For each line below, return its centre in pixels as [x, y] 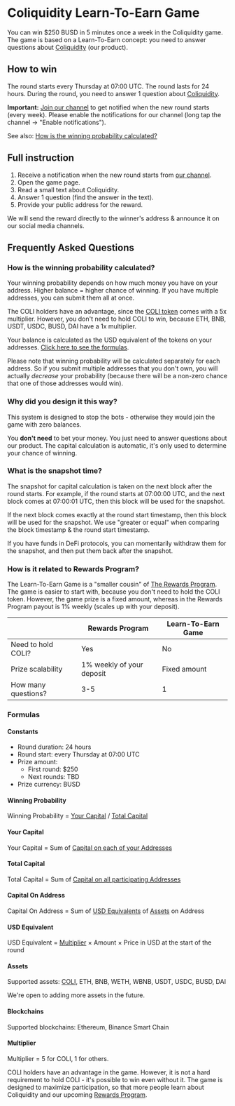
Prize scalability [37, 669]
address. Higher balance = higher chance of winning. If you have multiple [113, 291]
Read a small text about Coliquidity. [68, 189]
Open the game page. [49, 182]
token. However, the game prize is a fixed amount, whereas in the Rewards [115, 599]
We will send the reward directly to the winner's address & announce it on [113, 218]
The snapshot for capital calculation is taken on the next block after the [110, 486]
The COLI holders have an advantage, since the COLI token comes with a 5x [117, 312]
